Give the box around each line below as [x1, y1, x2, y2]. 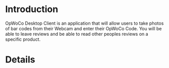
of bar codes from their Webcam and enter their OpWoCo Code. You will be [5, 25, 162, 31]
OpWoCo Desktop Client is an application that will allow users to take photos [5, 20, 164, 26]
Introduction [5, 4, 59, 15]
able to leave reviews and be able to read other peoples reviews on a [5, 31, 148, 37]
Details [5, 54, 35, 65]
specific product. [5, 36, 41, 42]
